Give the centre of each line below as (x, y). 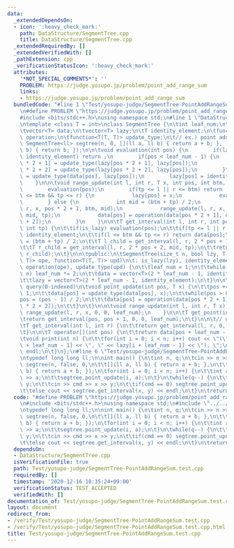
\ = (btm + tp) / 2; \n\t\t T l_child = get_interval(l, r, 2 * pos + (121, 241)
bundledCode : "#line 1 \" (51, 105)
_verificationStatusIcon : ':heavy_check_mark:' (84, 66)
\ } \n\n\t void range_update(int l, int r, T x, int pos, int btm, (123, 182)
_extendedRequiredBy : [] (49, 46)
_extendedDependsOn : (43, 20)
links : (29, 92)
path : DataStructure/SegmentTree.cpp (75, 33)
